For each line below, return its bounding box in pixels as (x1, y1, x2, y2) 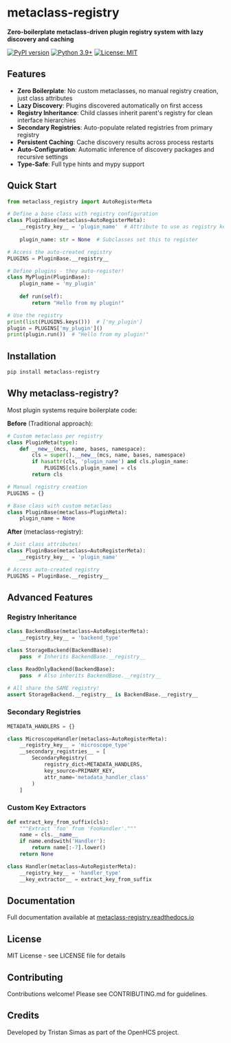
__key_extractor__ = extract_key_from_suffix (19, 875, 153, 883)
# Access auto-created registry (7, 566, 100, 573)
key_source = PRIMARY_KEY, (43, 767, 115, 774)
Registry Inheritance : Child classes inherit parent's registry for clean (16, 108, 213, 117)
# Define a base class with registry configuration (7, 210, 158, 218)
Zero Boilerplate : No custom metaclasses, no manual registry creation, (16, 86, 219, 94)
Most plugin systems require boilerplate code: (7, 405, 137, 414)
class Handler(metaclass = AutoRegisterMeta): (7, 863, 137, 870)
